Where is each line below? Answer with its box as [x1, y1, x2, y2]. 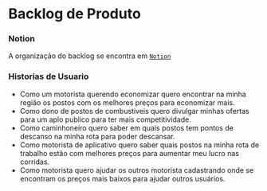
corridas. [19, 157, 50, 166]
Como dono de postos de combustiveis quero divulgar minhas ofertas [19, 106, 249, 115]
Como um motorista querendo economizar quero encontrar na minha [19, 89, 247, 99]
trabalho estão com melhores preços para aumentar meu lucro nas [19, 148, 239, 158]
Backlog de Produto [8, 5, 141, 23]
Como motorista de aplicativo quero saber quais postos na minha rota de [19, 140, 260, 150]
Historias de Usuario [8, 71, 89, 82]
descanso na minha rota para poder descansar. [19, 131, 175, 141]
